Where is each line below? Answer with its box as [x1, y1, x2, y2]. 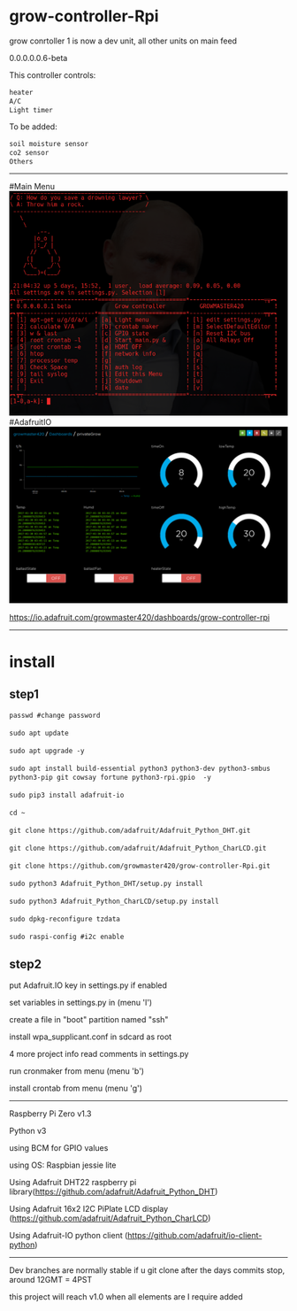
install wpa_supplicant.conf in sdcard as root [9, 1031, 172, 1042]
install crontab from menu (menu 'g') [9, 1083, 143, 1094]
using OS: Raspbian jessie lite [9, 1160, 117, 1170]
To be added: [9, 121, 57, 132]
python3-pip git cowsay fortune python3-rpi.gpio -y [9, 773, 212, 783]
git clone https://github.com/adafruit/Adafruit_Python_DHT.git [9, 826, 251, 836]
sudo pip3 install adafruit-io [9, 790, 125, 800]
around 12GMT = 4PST [9, 1275, 93, 1285]
